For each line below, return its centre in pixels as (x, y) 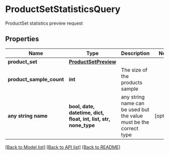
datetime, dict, (86, 113)
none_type (82, 125)
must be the (135, 122)
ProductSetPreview (93, 61)
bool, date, (81, 106)
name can (133, 103)
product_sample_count (36, 79)
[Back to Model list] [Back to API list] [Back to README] (63, 147)
